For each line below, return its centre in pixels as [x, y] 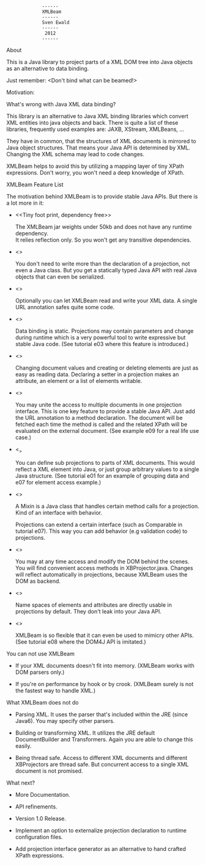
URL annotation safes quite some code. [65, 307]
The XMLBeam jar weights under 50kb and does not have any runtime [103, 227]
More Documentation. [43, 794]
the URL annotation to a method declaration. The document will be [99, 418]
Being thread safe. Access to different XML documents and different [101, 757]
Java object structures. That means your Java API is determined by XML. [99, 148]
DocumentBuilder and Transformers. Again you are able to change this [104, 739]
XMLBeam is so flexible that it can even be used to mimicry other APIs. [104, 635]
